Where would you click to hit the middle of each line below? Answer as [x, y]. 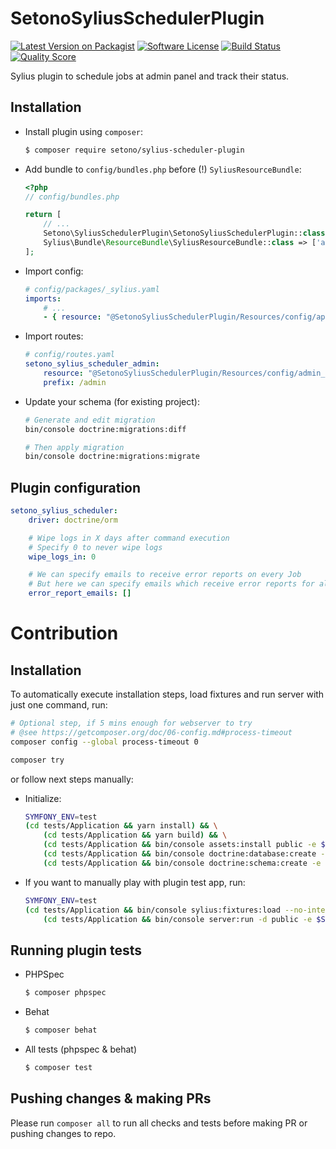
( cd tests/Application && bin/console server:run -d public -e [178, 919]
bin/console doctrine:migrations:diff [105, 429]
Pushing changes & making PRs [111, 1098]
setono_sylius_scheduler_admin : [92, 364]
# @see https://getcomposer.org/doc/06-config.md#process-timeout [151, 732]
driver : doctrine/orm [73, 520]
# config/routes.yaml [69, 355]
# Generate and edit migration [90, 420]
